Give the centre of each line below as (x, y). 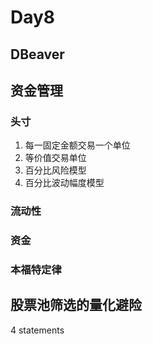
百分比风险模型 (55, 170)
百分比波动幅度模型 (64, 183)
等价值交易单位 (55, 158)
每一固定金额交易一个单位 (77, 145)
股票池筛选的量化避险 (76, 305)
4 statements (37, 330)
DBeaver (37, 54)
